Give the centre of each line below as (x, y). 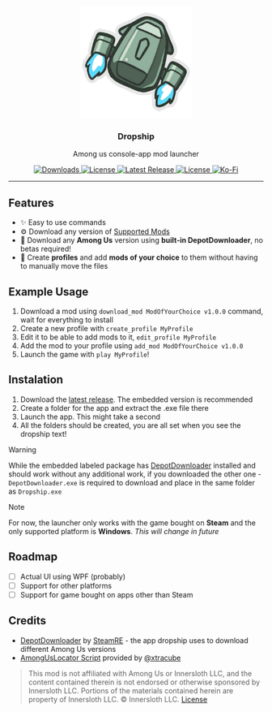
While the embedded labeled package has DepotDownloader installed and (132, 465)
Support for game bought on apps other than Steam (106, 594)
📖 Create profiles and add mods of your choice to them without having (139, 257)
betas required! (45, 249)
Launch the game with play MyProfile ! (85, 354)
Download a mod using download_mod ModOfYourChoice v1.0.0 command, (142, 311)
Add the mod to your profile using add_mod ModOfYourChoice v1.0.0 (132, 345)
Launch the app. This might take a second (90, 416)
